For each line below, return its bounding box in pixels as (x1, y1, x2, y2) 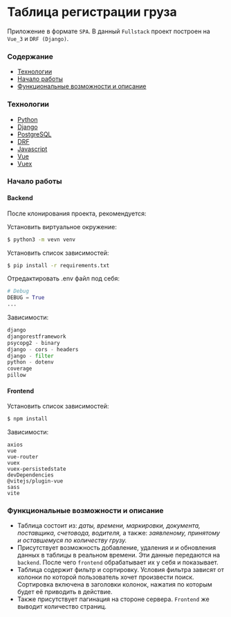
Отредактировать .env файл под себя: (7, 274, 120, 283)
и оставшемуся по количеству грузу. (17, 536, 127, 544)
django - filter (7, 352, 54, 359)
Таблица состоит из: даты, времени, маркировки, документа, (17, 521, 201, 530)
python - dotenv (7, 359, 54, 366)
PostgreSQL (17, 129, 52, 138)
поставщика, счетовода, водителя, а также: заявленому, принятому (17, 529, 220, 537)
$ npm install (7, 415, 48, 422)
